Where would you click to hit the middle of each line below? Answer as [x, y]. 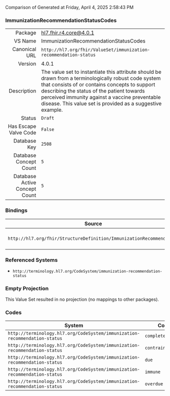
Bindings [16, 210]
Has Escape [22, 126]
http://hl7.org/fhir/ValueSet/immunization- [96, 50]
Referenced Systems [32, 260]
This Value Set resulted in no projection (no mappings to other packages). [82, 299]
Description [23, 91]
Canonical [24, 49]
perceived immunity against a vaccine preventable [101, 97]
